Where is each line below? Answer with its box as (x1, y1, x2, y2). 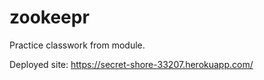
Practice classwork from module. (9, 39, 146, 51)
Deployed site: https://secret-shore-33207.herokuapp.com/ (9, 58, 254, 70)
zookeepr (9, 6, 90, 29)
